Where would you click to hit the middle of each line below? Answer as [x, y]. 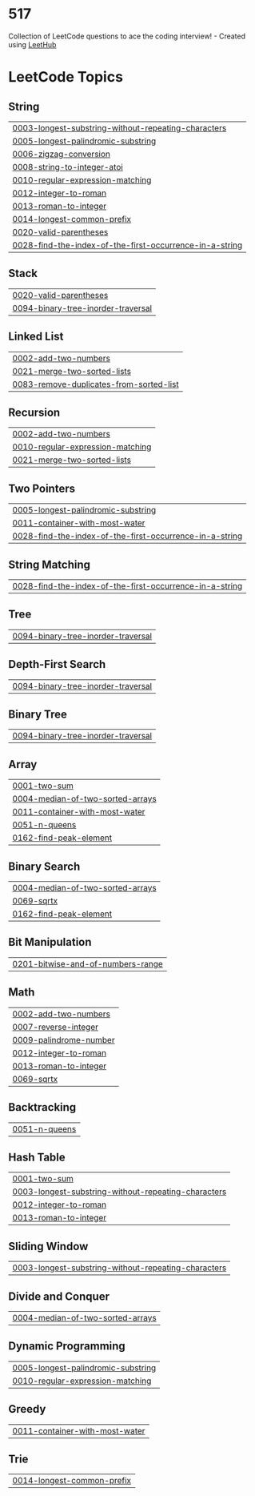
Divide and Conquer [59, 1296]
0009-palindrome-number [64, 1040]
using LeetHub [32, 44]
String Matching [49, 564]
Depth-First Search [57, 664]
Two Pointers [42, 488]
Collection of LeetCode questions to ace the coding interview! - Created [127, 36]
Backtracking [42, 1107]
